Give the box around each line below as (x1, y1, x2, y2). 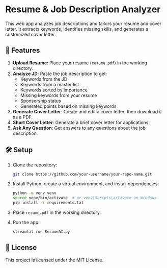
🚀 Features (5, 46, 40, 55)
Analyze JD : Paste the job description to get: (12, 70, 107, 77)
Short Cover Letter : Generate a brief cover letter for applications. (12, 119, 150, 126)
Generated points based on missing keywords (20, 103, 117, 109)
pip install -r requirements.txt (12, 200, 84, 205)
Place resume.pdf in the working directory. (12, 209, 101, 215)
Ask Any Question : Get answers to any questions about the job (12, 125, 146, 131)
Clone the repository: (12, 162, 58, 168)
